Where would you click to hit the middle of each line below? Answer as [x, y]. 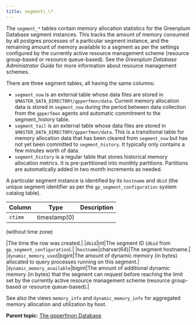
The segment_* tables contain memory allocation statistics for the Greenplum [98, 28]
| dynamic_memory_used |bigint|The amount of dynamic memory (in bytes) [92, 255]
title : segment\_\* [30, 11]
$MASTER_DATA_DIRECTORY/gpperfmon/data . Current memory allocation [97, 101]
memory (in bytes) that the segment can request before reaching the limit [94, 274]
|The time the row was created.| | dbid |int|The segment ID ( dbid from [88, 243]
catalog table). [23, 193]
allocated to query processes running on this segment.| [73, 262]
